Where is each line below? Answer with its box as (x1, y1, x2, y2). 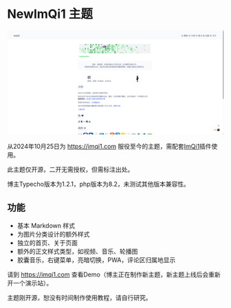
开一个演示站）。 (7, 279, 53, 287)
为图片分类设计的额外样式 (16, 230, 90, 238)
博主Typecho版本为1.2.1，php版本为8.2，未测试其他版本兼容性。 (7, 180, 190, 189)
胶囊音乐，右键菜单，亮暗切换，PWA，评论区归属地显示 (16, 255, 176, 264)
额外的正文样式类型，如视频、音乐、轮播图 (16, 247, 138, 255)
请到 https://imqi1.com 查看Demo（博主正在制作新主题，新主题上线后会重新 (7, 270, 221, 279)
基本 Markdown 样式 (16, 221, 76, 230)
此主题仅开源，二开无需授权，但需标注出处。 (7, 165, 134, 174)
